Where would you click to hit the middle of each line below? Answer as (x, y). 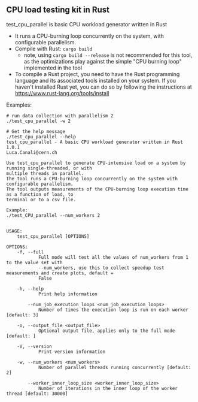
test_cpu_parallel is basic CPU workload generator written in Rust (87, 24)
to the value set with (34, 262)
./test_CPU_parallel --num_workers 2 (53, 215)
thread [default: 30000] (37, 394)
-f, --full (31, 252)
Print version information (72, 352)
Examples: (19, 105)
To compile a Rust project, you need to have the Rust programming (97, 74)
